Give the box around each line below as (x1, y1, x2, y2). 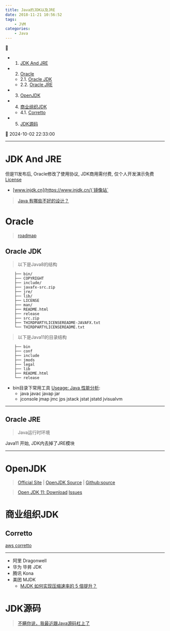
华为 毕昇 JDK (12, 564, 42, 570)
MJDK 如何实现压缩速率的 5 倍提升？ (20, 583, 97, 589)
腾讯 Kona (12, 570, 34, 576)
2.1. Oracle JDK (20, 76, 52, 82)
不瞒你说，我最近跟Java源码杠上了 (17, 620, 90, 626)
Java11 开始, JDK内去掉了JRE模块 (5, 440, 75, 446)
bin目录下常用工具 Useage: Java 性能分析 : (12, 384, 100, 390)
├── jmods (14, 358, 35, 363)
